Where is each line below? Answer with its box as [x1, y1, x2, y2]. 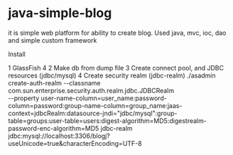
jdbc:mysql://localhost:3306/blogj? [8, 132, 111, 140]
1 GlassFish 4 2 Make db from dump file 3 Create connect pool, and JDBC [8, 63, 224, 72]
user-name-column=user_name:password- [40, 94, 168, 102]
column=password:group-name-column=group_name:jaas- [8, 101, 183, 109]
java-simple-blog [8, 5, 112, 21]
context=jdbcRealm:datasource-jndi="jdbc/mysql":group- [8, 109, 178, 117]
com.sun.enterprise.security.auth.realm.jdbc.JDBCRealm [8, 86, 175, 95]
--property [8, 94, 40, 102]
